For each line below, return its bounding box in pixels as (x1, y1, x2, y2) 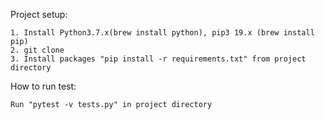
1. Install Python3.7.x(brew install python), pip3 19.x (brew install (10, 28, 315, 38)
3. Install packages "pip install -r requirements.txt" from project (10, 54, 307, 64)
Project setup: (10, 9, 68, 20)
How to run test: (10, 80, 77, 92)
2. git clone (10, 45, 65, 55)
